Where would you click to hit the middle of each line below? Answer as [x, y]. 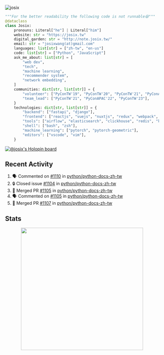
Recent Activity [29, 164]
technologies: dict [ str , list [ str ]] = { [55, 108]
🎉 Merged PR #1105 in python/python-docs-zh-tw [62, 190]
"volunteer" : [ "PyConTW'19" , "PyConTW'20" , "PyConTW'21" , [83, 94]
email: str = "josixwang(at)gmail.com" [54, 44]
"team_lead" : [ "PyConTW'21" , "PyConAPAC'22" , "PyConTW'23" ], [86, 98]
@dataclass [16, 21]
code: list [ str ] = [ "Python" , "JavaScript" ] [60, 53]
